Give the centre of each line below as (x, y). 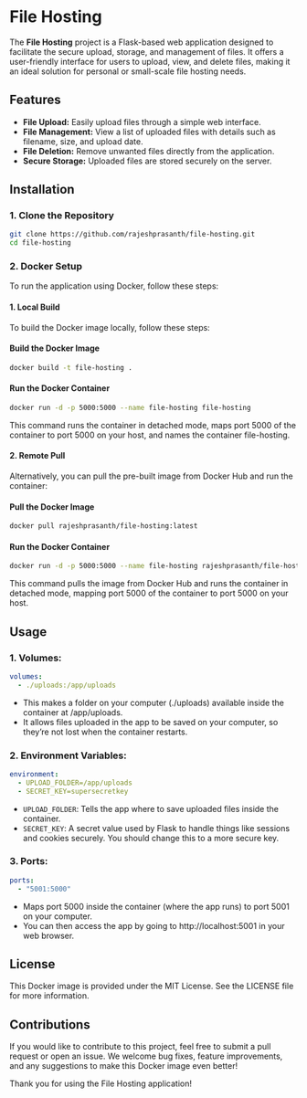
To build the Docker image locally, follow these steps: (110, 327)
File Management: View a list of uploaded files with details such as (149, 132)
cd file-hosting (40, 243)
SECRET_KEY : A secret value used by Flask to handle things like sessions (156, 828)
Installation (42, 190)
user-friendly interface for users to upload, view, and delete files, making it (150, 61)
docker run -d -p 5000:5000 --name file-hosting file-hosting (130, 407)
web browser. (48, 935)
